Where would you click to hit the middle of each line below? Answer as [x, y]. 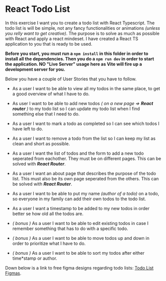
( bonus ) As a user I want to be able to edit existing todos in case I [80, 223]
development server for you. [35, 69]
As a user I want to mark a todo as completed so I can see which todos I [86, 123]
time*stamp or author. [35, 258]
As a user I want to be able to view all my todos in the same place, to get [86, 88]
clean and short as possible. [41, 143]
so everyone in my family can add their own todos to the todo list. [79, 199]
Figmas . [13, 273]
